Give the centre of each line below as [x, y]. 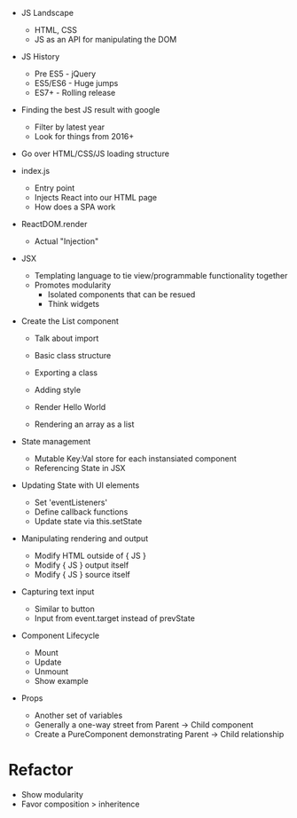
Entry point [55, 188]
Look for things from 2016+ [84, 136]
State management [56, 441]
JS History [40, 56]
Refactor [41, 770]
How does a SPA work [75, 207]
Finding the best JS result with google [90, 110]
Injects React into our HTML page [96, 197]
